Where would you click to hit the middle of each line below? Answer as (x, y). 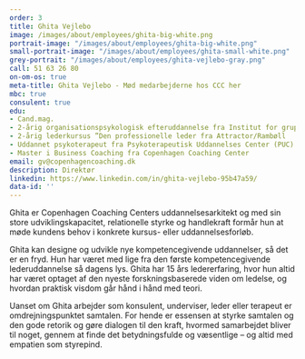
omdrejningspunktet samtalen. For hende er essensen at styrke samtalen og (152, 315)
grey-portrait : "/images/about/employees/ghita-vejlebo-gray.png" (138, 60)
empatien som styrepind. (56, 344)
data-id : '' (32, 187)
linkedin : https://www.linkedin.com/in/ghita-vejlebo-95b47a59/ (133, 178)
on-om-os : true (38, 77)
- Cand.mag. (32, 119)
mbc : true (28, 94)
